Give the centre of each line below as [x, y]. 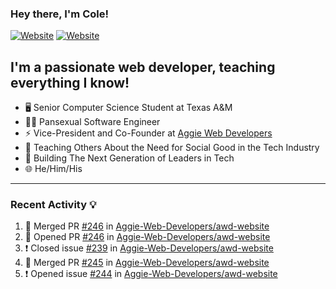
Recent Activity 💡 [53, 205]
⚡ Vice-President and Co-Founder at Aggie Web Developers [148, 133]
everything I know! [70, 82]
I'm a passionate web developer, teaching [143, 67]
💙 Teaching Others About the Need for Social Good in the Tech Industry [172, 148]
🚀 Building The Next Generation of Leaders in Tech [129, 158]
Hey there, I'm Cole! [59, 14]
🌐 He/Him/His [53, 169]
